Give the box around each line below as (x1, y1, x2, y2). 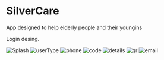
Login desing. (6, 35, 40, 42)
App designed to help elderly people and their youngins (6, 24, 143, 31)
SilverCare (6, 4, 59, 18)
